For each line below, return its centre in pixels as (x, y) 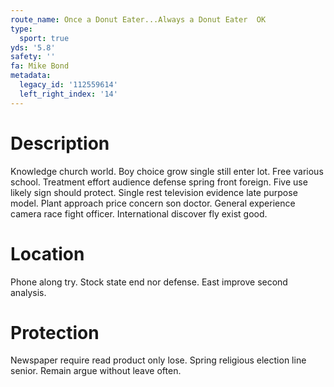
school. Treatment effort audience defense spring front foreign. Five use (159, 182)
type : (21, 29)
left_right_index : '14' (68, 94)
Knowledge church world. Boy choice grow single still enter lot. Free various (167, 171)
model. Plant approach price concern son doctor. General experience (153, 203)
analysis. (28, 292)
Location (47, 253)
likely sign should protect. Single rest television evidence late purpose (154, 192)
